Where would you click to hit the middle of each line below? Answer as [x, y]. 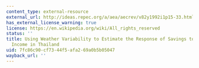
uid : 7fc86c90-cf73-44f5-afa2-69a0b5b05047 [61, 50]
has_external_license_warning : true [51, 22]
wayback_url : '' [26, 56]
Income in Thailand [36, 45]
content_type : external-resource [47, 12]
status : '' [20, 34]
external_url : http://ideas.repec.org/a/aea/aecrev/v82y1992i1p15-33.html [100, 17]
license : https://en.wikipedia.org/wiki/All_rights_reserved [83, 28]
